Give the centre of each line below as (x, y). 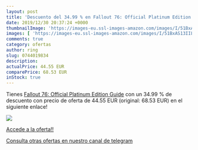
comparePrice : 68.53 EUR (37, 72)
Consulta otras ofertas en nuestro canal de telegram (70, 141)
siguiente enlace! (27, 107)
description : (22, 61)
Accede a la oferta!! (30, 129)
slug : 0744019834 (27, 56)
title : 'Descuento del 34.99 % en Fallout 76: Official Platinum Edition (99, 17)
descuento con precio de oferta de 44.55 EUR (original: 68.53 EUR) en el (94, 100)
